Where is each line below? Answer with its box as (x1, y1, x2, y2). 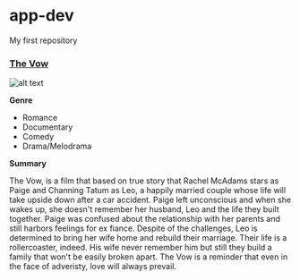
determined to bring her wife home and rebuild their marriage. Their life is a (9, 233, 287, 243)
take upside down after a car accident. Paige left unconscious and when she (9, 194, 292, 206)
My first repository (9, 35, 78, 46)
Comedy (21, 132, 55, 142)
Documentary (21, 122, 73, 132)
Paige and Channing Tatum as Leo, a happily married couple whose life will (9, 185, 287, 196)
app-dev (9, 5, 74, 26)
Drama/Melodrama (21, 140, 92, 152)
